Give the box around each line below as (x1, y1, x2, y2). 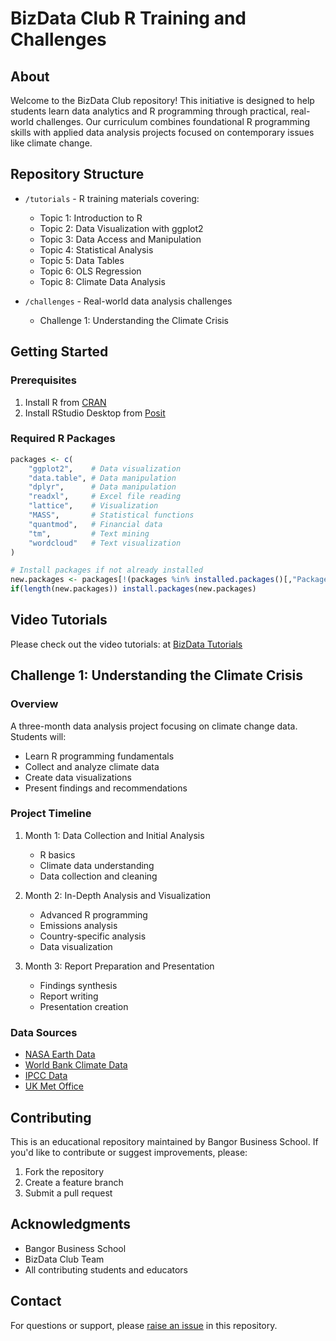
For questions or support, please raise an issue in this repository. (10, 1319, 278, 1331)
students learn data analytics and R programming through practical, (10, 105, 289, 117)
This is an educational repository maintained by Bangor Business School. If (10, 1135, 319, 1147)
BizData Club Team (24, 1253, 105, 1265)
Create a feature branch (24, 1176, 124, 1188)
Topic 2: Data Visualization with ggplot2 (39, 222, 204, 234)
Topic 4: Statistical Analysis (39, 243, 154, 256)
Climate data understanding (39, 859, 155, 871)
